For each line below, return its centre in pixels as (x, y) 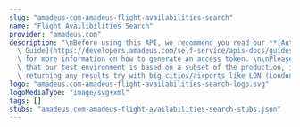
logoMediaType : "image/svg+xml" (69, 92)
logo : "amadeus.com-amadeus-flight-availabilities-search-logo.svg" (139, 84)
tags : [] (25, 101)
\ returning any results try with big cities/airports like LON (139, 76)
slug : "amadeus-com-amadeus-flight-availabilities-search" (121, 17)
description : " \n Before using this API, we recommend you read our (137, 42)
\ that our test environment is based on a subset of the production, (151, 68)
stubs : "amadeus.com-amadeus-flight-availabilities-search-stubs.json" (145, 109)
